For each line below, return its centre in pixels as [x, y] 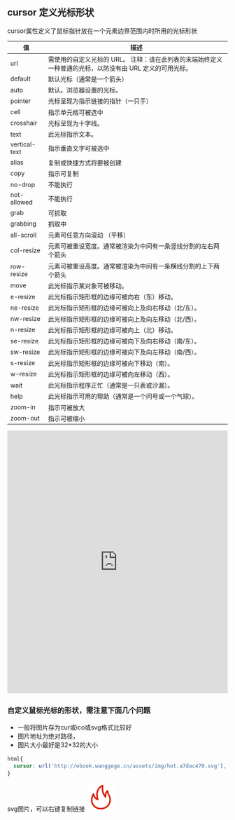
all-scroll [23, 235]
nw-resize [25, 319]
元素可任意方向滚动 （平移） [88, 235]
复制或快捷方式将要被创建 [85, 163]
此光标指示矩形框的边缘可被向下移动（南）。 [111, 363]
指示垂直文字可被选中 [79, 149]
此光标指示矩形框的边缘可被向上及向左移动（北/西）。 [124, 319]
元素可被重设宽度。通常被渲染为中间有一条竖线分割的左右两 [134, 246]
